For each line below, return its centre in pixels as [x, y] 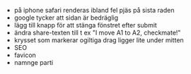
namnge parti [34, 62]
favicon [25, 55]
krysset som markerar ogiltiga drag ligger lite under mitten [99, 40]
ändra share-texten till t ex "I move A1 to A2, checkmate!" [97, 32]
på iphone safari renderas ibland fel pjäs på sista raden [94, 10]
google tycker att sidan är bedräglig [66, 18]
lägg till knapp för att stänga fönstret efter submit [85, 25]
